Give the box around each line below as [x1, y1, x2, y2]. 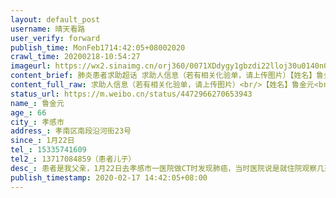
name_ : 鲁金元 [10, 98, 65, 108]
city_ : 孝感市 [10, 117, 65, 127]
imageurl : [10, 61, 52, 71]
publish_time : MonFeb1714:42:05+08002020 [10, 42, 186, 53]
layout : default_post [10, 14, 101, 25]
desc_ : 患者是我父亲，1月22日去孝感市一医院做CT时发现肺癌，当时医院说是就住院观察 [10, 163, 318, 173]
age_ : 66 [10, 107, 47, 118]
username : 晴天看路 [10, 24, 86, 34]
